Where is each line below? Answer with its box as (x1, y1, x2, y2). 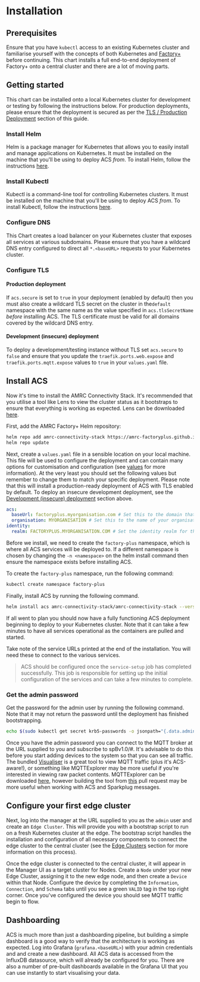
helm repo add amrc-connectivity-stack (6, 434, 105, 440)
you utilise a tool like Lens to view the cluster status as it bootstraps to (6, 398, 179, 405)
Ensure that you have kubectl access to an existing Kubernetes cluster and (6, 44, 190, 51)
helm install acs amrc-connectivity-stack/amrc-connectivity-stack (6, 604, 177, 610)
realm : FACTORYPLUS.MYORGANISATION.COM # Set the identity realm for (11, 529, 187, 535)
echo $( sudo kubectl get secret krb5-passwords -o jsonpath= (6, 728, 161, 734)
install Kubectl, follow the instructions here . (6, 203, 112, 211)
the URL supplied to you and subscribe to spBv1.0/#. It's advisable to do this (6, 745, 193, 752)
